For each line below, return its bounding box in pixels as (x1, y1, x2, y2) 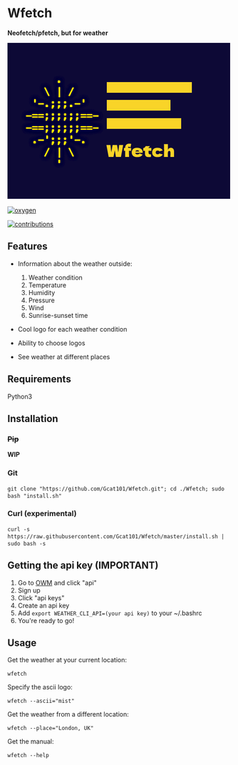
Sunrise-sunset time (28, 311, 88, 319)
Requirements (7, 373, 71, 386)
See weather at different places (17, 352, 110, 361)
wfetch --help (7, 752, 50, 759)
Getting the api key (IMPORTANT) (7, 560, 159, 572)
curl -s (7, 525, 31, 533)
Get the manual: (7, 737, 55, 746)
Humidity (28, 288, 56, 297)
